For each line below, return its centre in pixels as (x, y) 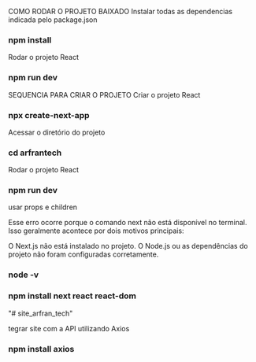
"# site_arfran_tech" (41, 313)
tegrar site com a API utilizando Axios (69, 328)
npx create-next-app (49, 115)
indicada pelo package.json (53, 20)
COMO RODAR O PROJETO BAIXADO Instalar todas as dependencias (121, 11)
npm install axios (41, 349)
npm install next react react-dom (72, 296)
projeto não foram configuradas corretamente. (83, 254)
